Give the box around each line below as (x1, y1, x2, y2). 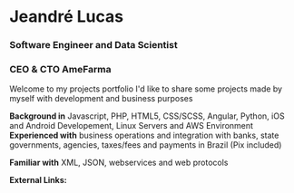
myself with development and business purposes (9, 93, 193, 104)
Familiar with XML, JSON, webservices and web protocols (9, 157, 229, 169)
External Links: (9, 175, 67, 186)
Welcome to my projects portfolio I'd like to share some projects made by (9, 83, 283, 94)
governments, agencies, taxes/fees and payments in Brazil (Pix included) (9, 140, 282, 150)
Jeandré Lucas (9, 6, 124, 27)
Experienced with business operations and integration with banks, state (9, 130, 279, 141)
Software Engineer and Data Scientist (9, 39, 179, 52)
